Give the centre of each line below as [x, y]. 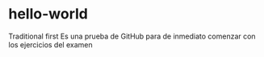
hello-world [48, 14]
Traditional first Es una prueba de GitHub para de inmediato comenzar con [132, 36]
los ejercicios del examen [50, 44]
